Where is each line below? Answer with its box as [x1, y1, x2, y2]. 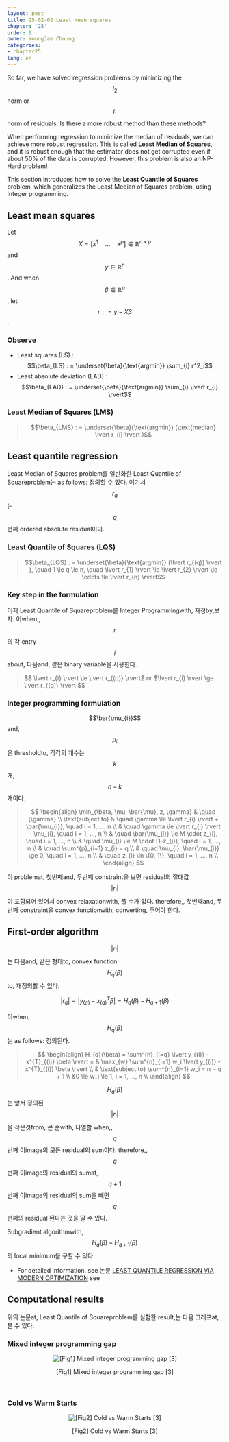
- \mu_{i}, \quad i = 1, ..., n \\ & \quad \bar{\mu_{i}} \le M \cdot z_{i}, [29, 830, 218, 838]
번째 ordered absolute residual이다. [7, 525, 105, 533]
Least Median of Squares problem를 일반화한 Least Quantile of [7, 469, 182, 477]
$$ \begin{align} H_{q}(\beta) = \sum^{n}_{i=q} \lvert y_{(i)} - [37, 1050, 210, 1059]
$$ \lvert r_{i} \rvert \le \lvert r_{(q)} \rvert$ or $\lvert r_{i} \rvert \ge [23, 673, 214, 682]
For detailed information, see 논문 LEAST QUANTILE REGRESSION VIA [16, 1266, 214, 1274]
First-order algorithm [7, 926, 99, 938]
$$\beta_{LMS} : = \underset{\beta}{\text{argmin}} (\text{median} [30, 423, 217, 431]
